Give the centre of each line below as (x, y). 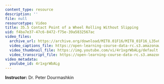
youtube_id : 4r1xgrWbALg (35, 64)
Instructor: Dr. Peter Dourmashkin (40, 78)
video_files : (18, 37)
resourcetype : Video (26, 23)
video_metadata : (21, 59)
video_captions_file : (31, 46)
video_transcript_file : (33, 55)
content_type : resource (29, 9)
